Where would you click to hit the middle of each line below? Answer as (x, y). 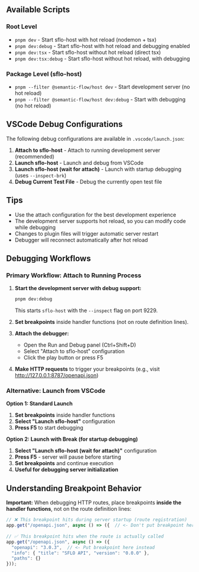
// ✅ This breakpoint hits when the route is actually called (85, 536)
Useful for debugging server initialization (66, 470)
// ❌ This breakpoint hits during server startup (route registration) (97, 520)
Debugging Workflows (49, 258)
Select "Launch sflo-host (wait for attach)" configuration (86, 451)
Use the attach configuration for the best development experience (95, 214)
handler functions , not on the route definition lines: (69, 509)
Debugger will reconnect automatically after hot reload (81, 240)
